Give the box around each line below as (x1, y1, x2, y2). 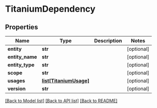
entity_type (7, 62, 35, 68)
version (7, 86, 26, 92)
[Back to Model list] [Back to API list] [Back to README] (5, 98, 118, 104)
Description (94, 38, 122, 44)
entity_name (7, 54, 37, 60)
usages (7, 77, 26, 84)
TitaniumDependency (5, 3, 96, 15)
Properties (5, 23, 38, 31)
